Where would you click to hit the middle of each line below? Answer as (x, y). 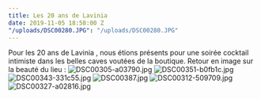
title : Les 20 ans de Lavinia (58, 15)
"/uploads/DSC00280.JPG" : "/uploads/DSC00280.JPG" (93, 30)
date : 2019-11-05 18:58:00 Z (56, 23)
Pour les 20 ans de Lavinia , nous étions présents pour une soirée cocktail (129, 53)
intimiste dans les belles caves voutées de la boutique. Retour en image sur (131, 61)
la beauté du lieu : (37, 70)
